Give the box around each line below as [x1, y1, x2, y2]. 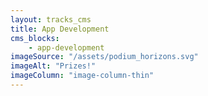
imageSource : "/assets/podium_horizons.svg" [10, 52, 199, 62]
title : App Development [10, 24, 110, 34]
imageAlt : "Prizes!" [10, 61, 97, 71]
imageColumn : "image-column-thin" [10, 71, 155, 81]
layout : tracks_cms [10, 14, 92, 25]
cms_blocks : [10, 33, 60, 43]
